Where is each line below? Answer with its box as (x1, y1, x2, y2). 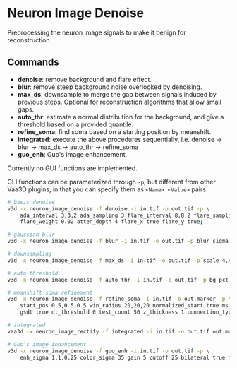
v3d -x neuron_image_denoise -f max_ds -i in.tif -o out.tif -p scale (7, 256, 219, 264)
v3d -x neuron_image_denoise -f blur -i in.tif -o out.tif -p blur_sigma (7, 238, 229, 245)
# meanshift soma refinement (7, 289, 93, 296)
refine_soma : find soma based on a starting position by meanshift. (17, 127, 212, 136)
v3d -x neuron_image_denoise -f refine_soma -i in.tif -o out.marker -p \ (7, 295, 232, 303)
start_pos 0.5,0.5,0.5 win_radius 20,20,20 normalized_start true (20, 302, 219, 309)
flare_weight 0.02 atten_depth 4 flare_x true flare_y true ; (20, 218, 203, 225)
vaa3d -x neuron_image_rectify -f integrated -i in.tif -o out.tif (7, 328, 210, 335)
